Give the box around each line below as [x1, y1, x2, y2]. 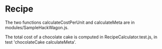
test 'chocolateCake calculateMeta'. [5, 39, 76, 45]
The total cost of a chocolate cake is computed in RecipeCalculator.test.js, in [5, 34, 158, 40]
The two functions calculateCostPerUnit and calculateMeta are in [5, 19, 135, 25]
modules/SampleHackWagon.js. [5, 24, 69, 30]
